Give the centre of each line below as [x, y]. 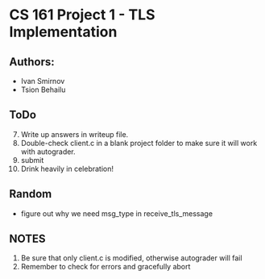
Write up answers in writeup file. [75, 134]
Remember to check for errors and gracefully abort [106, 267]
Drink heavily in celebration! [67, 169]
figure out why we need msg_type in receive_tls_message [116, 213]
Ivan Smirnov [43, 81]
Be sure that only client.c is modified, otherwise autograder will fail [131, 258]
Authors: [32, 62]
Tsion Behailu [43, 90]
